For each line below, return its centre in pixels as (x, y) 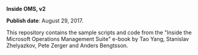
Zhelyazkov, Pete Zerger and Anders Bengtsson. (67, 46)
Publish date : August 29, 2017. (45, 20)
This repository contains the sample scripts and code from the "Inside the (99, 32)
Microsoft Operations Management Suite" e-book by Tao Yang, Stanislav (98, 39)
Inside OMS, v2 (26, 9)
